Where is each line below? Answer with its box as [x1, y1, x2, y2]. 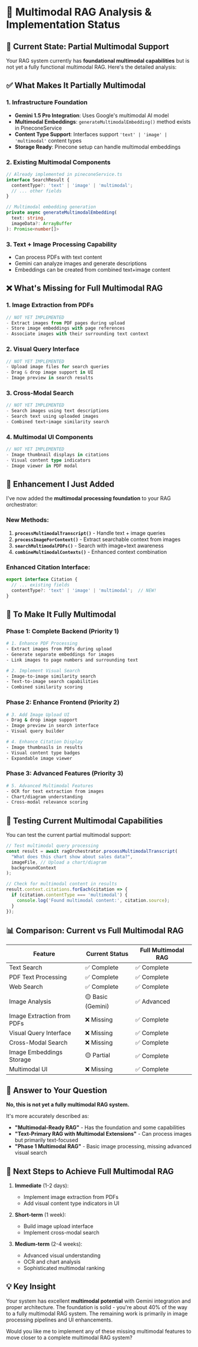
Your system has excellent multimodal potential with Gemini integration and [6, 1297, 192, 1304]
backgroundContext [11, 865, 57, 871]
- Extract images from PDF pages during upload [6, 320, 126, 326]
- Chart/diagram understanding [6, 794, 83, 800]
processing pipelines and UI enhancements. [6, 1316, 113, 1323]
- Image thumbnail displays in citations [6, 452, 110, 457]
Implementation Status [6, 18, 121, 31]
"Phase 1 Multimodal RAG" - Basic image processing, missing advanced [14, 1143, 192, 1150]
